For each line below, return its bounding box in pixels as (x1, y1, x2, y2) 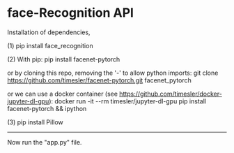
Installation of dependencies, (7, 28, 91, 36)
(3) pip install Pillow (7, 117, 64, 126)
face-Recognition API (7, 5, 134, 21)
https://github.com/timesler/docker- (119, 89, 223, 98)
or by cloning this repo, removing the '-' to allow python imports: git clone (7, 68, 219, 77)
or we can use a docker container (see (7, 89, 118, 98)
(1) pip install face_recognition (7, 41, 93, 50)
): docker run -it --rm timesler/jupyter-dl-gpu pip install (48, 96, 207, 105)
